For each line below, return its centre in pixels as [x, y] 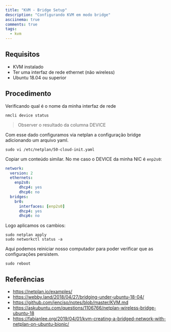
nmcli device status [27, 115]
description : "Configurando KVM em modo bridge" [58, 15]
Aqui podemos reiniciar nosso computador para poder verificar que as [79, 249]
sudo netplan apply [26, 235]
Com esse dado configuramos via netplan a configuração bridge [73, 135]
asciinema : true [22, 19]
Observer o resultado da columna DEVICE [62, 125]
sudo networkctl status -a [34, 240]
